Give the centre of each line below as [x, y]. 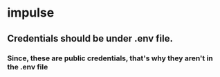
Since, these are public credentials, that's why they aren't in [110, 58]
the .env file [28, 67]
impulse [31, 13]
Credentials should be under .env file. [90, 38]
